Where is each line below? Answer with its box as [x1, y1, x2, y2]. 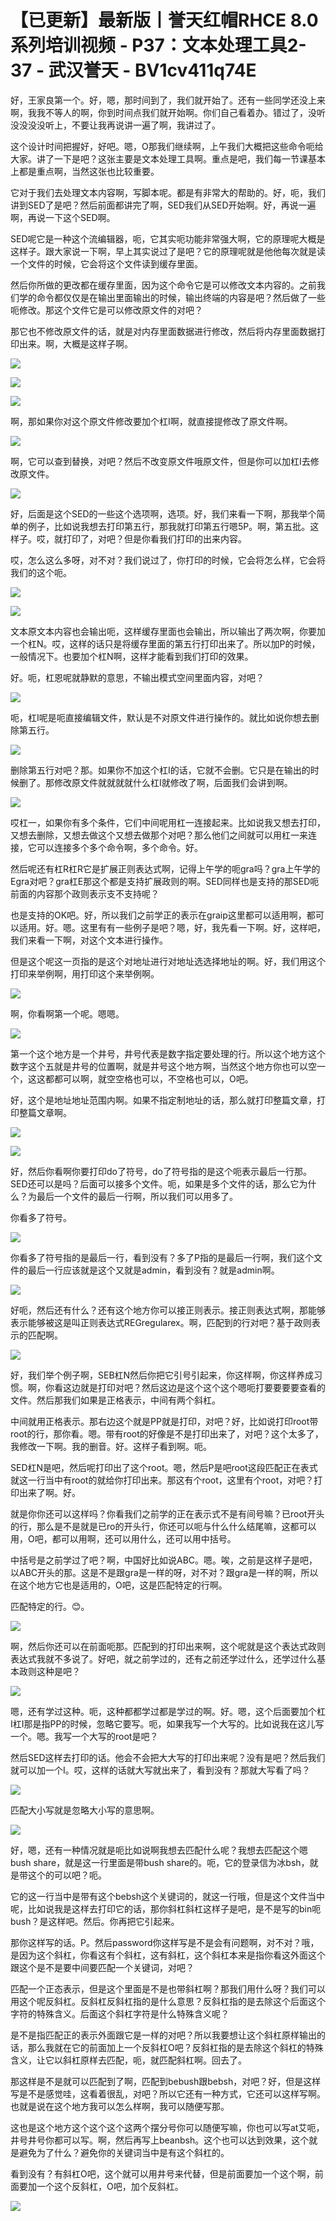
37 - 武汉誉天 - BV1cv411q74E [10, 59, 257, 82]
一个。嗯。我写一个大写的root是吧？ [10, 1730, 159, 1742]
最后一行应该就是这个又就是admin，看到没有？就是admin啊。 [27, 1264, 280, 1276]
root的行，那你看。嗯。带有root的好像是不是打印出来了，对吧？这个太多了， [10, 1427, 324, 1440]
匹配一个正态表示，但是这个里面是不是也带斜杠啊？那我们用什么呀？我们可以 [10, 1982, 326, 1995]
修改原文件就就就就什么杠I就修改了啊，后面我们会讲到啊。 [53, 776, 293, 788]
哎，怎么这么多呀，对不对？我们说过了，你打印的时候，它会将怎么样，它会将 [10, 554, 326, 566]
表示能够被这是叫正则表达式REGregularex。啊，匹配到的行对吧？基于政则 [10, 1316, 312, 1328]
